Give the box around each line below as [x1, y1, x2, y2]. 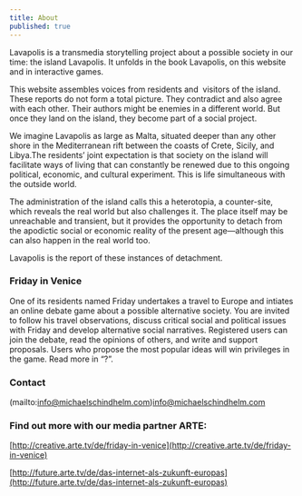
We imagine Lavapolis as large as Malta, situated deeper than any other [9, 130, 277, 141]
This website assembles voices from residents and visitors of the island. [9, 84, 281, 94]
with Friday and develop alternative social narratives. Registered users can [9, 324, 288, 335]
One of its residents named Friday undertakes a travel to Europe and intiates [9, 295, 294, 306]
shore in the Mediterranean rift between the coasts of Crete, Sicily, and [9, 140, 275, 151]
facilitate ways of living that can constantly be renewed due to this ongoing [9, 159, 290, 170]
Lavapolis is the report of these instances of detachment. [9, 252, 223, 263]
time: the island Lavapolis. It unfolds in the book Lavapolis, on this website [9, 56, 287, 67]
